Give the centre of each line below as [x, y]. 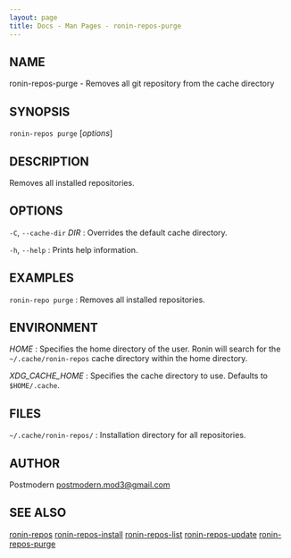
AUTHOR [35, 463]
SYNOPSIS [40, 111]
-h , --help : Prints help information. [74, 249]
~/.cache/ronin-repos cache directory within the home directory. [129, 359]
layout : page [33, 17]
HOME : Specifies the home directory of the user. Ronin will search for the [145, 349]
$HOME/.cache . [34, 385]
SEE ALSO [38, 513]
